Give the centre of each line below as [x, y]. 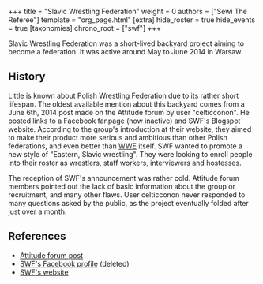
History [27, 77]
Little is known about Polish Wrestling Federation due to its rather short [124, 95]
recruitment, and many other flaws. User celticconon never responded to [127, 194]
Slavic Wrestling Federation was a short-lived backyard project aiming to [126, 43]
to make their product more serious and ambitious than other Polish [118, 137]
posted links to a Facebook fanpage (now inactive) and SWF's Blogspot [124, 121]
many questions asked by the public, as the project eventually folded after [128, 203]
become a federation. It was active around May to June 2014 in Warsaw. [126, 52]
